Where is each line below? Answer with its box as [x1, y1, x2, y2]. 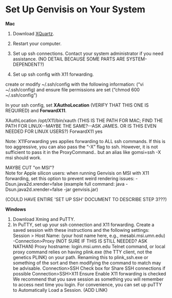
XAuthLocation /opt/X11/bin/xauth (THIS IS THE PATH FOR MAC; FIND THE [5, 117, 163, 124]
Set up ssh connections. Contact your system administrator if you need [12, 50, 163, 56]
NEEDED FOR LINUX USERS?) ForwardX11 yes [5, 128, 103, 134]
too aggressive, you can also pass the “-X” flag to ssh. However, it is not [5, 144, 158, 150]
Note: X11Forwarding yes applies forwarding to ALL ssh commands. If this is [5, 138, 166, 144]
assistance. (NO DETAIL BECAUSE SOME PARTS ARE [12, 55, 126, 62]
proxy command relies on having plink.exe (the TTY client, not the [12, 249, 152, 255]
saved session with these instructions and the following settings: [12, 227, 150, 233]
